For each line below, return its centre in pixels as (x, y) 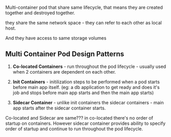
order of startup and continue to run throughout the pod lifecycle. (74, 129)
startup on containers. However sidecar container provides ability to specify (85, 123)
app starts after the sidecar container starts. (59, 108)
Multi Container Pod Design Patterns (65, 54)
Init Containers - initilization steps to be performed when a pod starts (86, 82)
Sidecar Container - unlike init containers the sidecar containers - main (88, 102)
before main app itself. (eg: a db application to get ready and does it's (86, 87)
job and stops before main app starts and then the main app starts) (83, 93)
